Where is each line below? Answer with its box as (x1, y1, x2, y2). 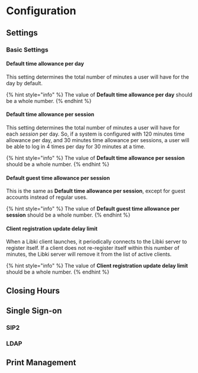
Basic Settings (6, 46, 48, 54)
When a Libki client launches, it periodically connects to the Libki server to (6, 238, 187, 245)
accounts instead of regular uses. (6, 194, 88, 201)
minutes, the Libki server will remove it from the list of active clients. (6, 250, 172, 258)
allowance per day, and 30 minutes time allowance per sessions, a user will (6, 136, 190, 143)
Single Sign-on (6, 306, 62, 316)
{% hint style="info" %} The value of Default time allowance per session (6, 154, 185, 161)
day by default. (6, 79, 43, 86)
